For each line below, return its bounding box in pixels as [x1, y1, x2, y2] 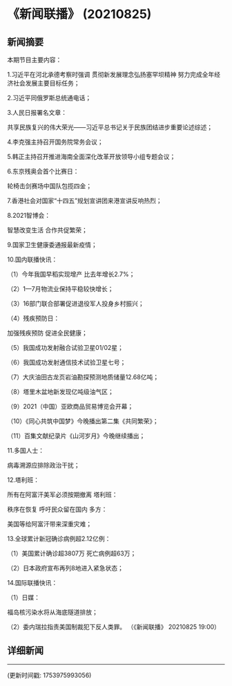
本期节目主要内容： [7, 56, 62, 64]
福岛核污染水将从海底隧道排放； [7, 608, 98, 616]
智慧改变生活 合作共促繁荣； [7, 226, 88, 234]
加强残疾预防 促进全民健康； [7, 329, 88, 337]
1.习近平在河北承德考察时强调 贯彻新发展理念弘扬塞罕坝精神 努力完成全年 [7, 71, 215, 78]
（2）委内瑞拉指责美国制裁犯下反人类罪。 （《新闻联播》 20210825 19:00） [7, 623, 221, 631]
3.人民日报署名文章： [7, 109, 68, 116]
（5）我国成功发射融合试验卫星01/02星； [7, 344, 124, 351]
